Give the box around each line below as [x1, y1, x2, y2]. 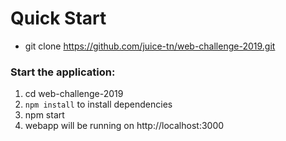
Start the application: [10, 65, 116, 79]
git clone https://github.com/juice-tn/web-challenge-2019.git [24, 40, 276, 52]
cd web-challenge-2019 [24, 88, 124, 100]
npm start [24, 109, 65, 121]
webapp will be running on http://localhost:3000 [24, 120, 225, 132]
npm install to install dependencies [24, 98, 173, 111]
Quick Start [10, 7, 107, 30]
